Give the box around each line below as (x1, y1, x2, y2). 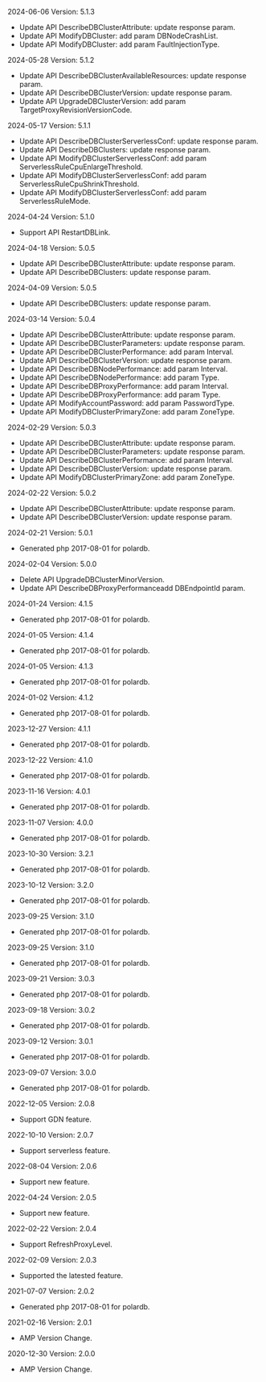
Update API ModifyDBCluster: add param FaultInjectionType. (18, 40, 220, 49)
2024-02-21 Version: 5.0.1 (7, 528, 93, 537)
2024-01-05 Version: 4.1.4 (7, 631, 94, 639)
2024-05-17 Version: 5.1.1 (7, 121, 92, 130)
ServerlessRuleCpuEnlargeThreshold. (18, 162, 144, 172)
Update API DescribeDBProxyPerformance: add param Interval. (18, 381, 229, 390)
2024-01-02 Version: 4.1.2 (7, 693, 94, 702)
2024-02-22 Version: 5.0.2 (7, 488, 96, 497)
